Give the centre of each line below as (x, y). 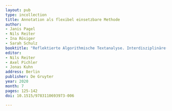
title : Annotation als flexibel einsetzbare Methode (63, 19)
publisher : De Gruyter (29, 77)
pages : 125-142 (21, 91)
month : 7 (15, 86)
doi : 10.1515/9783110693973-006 (40, 96)
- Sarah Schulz (21, 43)
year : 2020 (17, 81)
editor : (14, 53)
